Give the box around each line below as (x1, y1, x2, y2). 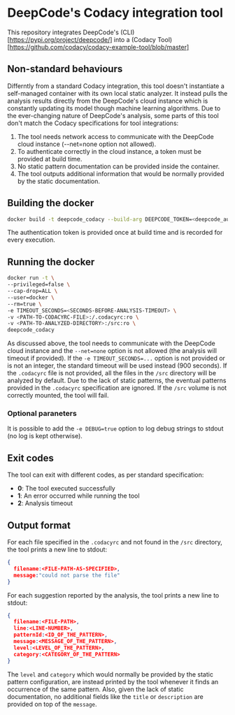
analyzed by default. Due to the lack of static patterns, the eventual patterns (7, 376, 227, 385)
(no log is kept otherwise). (7, 432, 83, 440)
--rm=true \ (7, 301, 42, 308)
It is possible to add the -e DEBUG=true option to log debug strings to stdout (7, 424, 224, 433)
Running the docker (7, 256, 95, 268)
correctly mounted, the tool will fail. (7, 391, 110, 400)
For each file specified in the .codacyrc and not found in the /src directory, (7, 538, 222, 547)
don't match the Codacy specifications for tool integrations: (7, 119, 179, 127)
